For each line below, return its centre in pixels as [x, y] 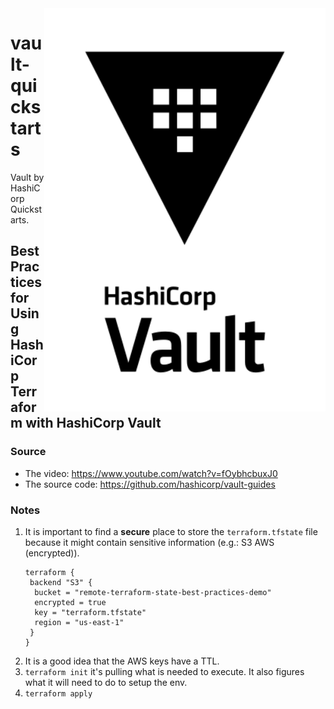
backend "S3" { [61, 582]
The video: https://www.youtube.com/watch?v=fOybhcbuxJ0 [151, 473]
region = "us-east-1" [79, 622]
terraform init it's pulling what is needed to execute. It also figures [164, 671]
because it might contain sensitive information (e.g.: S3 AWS [149, 542]
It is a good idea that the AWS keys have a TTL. [122, 661]
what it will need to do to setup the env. [106, 682]
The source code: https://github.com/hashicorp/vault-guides [150, 484]
